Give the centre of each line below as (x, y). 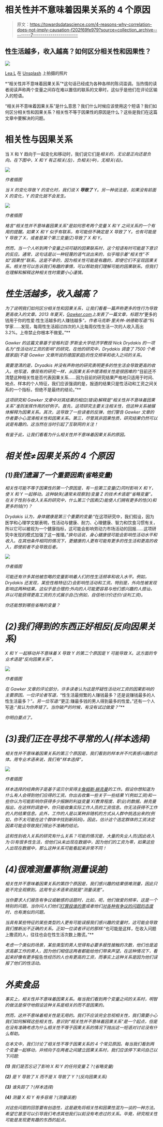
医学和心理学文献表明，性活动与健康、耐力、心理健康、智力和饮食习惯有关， (81, 522)
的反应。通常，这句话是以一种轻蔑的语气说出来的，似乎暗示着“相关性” (75, 254)
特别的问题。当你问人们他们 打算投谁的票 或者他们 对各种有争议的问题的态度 (79, 906)
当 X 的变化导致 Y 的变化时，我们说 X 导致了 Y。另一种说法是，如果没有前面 (81, 189)
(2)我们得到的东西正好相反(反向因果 (76, 626)
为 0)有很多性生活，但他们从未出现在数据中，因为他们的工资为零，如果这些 (80, 842)
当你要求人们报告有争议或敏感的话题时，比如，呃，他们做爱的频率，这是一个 (81, 900)
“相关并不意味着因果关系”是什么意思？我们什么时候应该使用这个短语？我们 (79, 106)
